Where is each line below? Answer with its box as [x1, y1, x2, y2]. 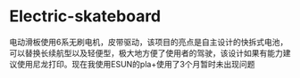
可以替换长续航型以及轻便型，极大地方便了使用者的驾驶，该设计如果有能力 [9, 47, 283, 58]
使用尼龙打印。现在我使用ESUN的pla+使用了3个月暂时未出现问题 [16, 58, 256, 69]
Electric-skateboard [9, 6, 162, 27]
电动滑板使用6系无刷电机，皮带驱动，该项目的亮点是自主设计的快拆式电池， [9, 36, 288, 47]
